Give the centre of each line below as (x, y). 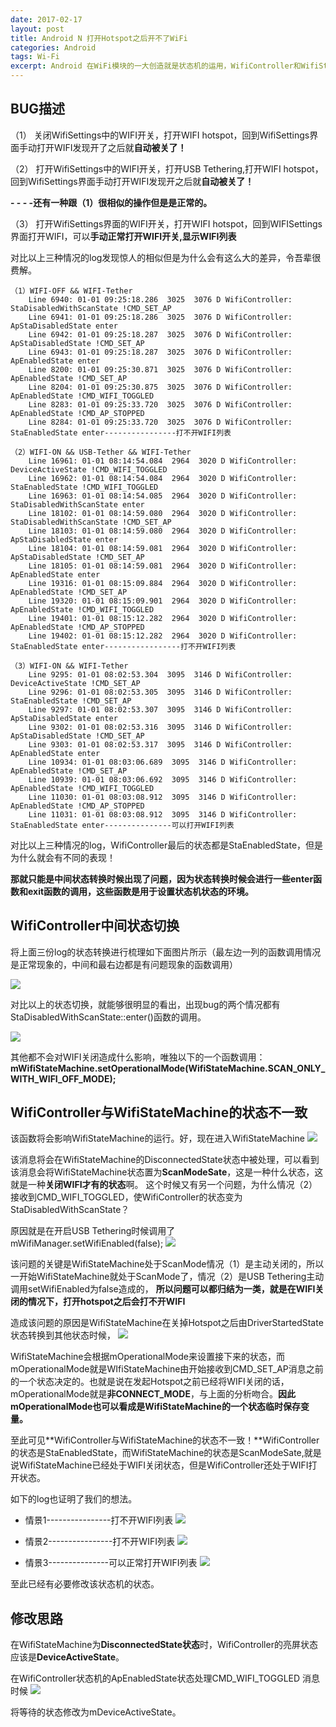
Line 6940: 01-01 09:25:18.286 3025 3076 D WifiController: (160, 299)
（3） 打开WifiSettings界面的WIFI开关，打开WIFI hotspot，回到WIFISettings (166, 223)
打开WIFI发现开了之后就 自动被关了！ (111, 147)
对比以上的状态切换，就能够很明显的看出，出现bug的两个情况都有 (145, 1004)
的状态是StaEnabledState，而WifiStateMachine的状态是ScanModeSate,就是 (166, 1453)
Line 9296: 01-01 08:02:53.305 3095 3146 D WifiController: (160, 692)
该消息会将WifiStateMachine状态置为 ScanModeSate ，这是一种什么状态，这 (167, 1172)
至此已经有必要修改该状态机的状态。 (85, 1584)
